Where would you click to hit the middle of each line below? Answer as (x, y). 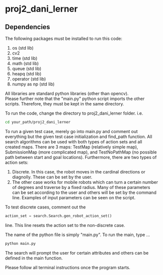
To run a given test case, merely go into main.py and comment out (71, 131)
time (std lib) (25, 58)
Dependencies (27, 27)
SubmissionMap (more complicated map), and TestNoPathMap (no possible (81, 152)
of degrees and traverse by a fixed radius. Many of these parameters (81, 187)
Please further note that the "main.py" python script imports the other (75, 99)
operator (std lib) (29, 79)
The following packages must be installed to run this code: (64, 38)
